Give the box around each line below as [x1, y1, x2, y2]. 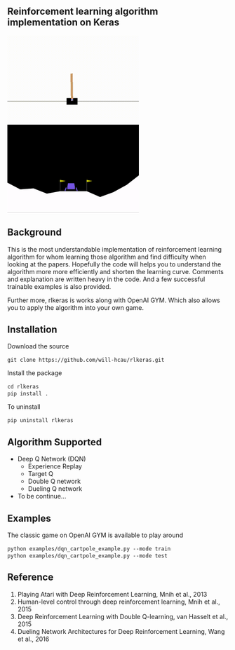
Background [7, 226, 62, 238]
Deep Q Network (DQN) [17, 455, 86, 463]
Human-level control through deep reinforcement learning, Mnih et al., [17, 597, 220, 606]
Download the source [7, 342, 69, 351]
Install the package [7, 369, 62, 377]
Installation [7, 324, 58, 336]
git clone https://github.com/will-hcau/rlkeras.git [7, 357, 165, 364]
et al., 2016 [17, 635, 50, 643]
